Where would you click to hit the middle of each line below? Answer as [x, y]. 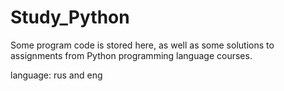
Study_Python [70, 17]
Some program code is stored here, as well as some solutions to [142, 45]
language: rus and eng [56, 75]
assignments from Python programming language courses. [131, 55]
